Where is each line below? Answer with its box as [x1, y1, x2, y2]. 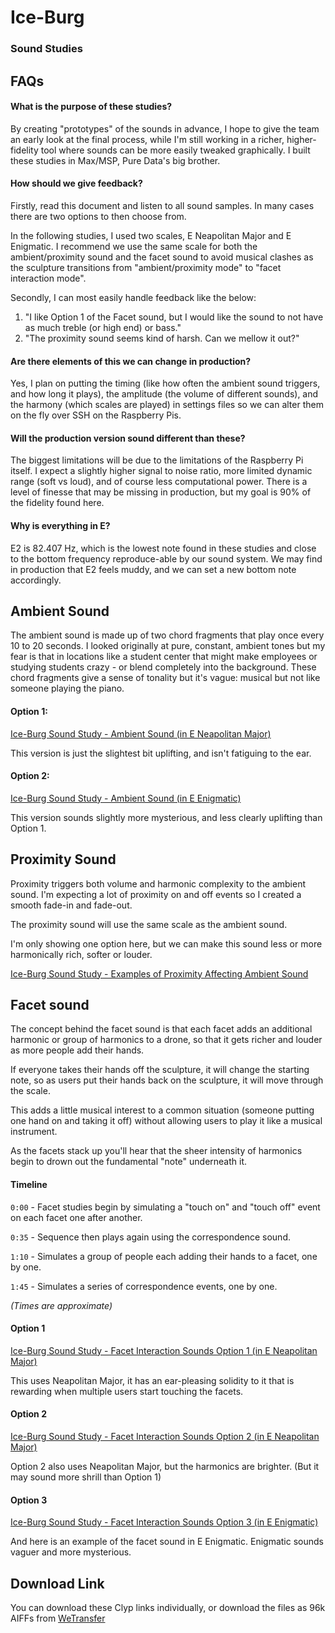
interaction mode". [10, 272, 87, 284]
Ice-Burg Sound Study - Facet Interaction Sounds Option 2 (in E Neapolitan [10, 1430, 320, 1442]
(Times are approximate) [10, 1299, 113, 1311]
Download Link [10, 1575, 105, 1592]
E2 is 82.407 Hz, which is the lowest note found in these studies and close [10, 542, 317, 554]
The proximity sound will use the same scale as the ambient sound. [10, 918, 288, 930]
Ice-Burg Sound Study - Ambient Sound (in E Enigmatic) [10, 792, 242, 804]
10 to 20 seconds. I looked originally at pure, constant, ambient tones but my [10, 640, 326, 652]
